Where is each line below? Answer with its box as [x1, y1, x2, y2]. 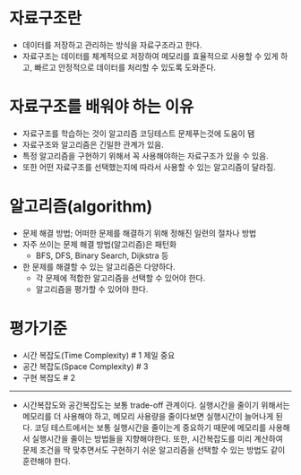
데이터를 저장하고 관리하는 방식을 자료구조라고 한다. [21, 39, 202, 50]
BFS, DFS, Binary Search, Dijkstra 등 [35, 250, 169, 261]
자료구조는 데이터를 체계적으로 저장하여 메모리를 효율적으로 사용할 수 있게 [21, 50, 279, 61]
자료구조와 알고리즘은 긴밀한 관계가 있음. [21, 139, 164, 150]
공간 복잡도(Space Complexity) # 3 [21, 360, 149, 372]
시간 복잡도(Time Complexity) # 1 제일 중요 [21, 350, 176, 360]
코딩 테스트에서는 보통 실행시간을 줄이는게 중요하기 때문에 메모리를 [34, 422, 267, 433]
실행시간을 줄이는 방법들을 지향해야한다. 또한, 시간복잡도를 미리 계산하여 [31, 433, 284, 444]
